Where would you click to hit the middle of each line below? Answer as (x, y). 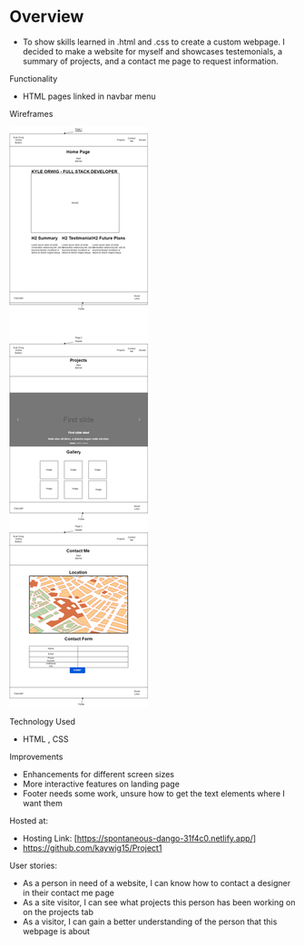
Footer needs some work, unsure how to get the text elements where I (154, 793)
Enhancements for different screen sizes (98, 774)
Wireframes (31, 113)
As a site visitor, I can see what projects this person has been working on (159, 902)
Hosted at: (29, 820)
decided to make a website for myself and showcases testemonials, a (152, 51)
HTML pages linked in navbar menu (89, 96)
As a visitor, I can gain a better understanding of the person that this (150, 922)
